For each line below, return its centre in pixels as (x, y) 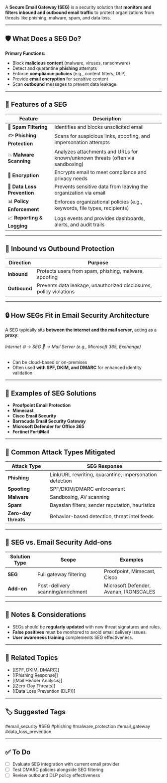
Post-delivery (53, 586)
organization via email (80, 193)
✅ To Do (18, 752)
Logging (18, 225)
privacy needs (71, 178)
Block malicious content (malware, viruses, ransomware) (71, 63)
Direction (20, 263)
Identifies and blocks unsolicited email (99, 127)
